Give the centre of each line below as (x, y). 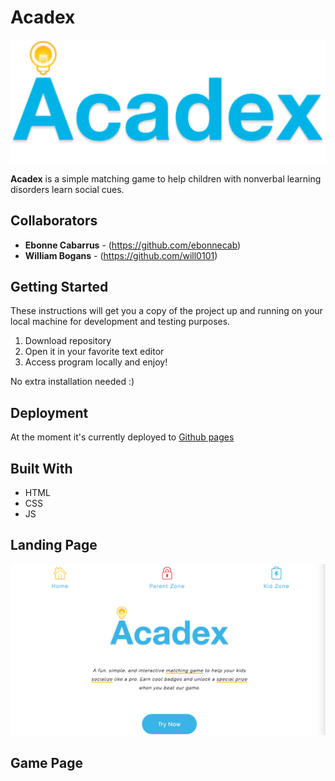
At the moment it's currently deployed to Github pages (122, 437)
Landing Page (54, 545)
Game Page (46, 763)
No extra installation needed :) (72, 382)
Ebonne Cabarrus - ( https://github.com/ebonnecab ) (133, 245)
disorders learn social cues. (67, 189)
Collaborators (54, 221)
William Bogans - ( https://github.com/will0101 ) (121, 255)
